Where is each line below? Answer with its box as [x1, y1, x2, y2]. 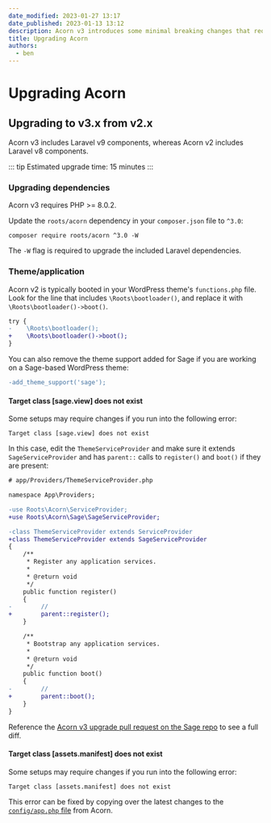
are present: [8, 461, 49, 471]
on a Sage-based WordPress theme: [8, 363, 129, 372]
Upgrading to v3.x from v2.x [8, 116, 153, 130]
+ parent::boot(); [8, 692, 95, 701]
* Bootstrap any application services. [26, 640, 161, 648]
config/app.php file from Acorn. [8, 805, 113, 815]
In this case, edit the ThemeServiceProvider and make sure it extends [8, 443, 236, 453]
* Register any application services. [26, 558, 157, 566]
